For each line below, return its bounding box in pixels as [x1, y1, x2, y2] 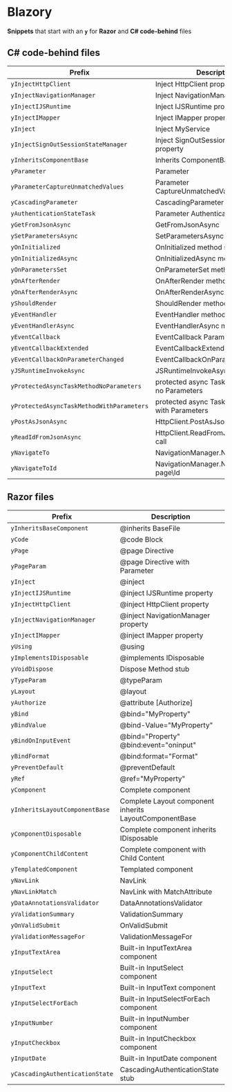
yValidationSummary [10, 910, 75, 918]
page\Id [155, 468, 181, 477]
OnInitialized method [155, 242, 222, 252]
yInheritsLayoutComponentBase [10, 805, 110, 814]
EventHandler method [155, 309, 226, 319]
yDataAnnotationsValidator [10, 899, 99, 907]
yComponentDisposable [10, 830, 81, 838]
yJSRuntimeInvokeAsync [10, 367, 85, 374]
